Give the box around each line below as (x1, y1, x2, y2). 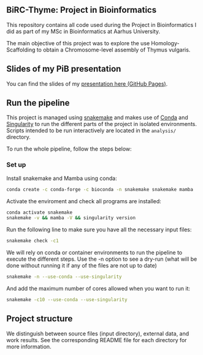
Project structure (6, 313, 73, 324)
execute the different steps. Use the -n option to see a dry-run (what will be (6, 255, 197, 263)
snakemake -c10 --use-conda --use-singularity (6, 297, 128, 303)
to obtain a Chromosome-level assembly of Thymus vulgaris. (36, 46, 191, 53)
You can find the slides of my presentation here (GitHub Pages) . (6, 80, 168, 88)
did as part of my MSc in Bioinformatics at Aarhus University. (6, 28, 161, 35)
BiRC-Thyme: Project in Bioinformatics (6, 5, 157, 15)
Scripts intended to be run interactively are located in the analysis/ (6, 127, 177, 134)
